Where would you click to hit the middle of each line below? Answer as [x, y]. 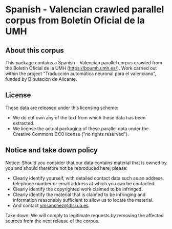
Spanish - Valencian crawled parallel [85, 10]
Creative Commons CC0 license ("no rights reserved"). [71, 134]
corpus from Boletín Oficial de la [75, 20]
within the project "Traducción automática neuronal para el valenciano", [81, 74]
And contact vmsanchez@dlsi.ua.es [50, 205]
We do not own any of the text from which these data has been [79, 117]
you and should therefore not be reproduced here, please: [67, 168]
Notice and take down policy [52, 150]
